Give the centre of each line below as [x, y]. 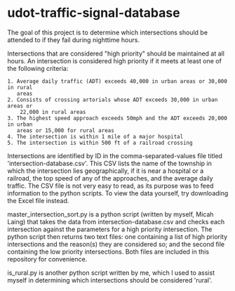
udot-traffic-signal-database [94, 13]
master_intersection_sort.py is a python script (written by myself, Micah [110, 214]
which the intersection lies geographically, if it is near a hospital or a [106, 171]
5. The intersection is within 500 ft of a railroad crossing [100, 143]
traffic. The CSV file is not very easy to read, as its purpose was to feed [110, 186]
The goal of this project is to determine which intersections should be [108, 32]
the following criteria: [38, 68]
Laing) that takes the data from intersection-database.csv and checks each [116, 221]
